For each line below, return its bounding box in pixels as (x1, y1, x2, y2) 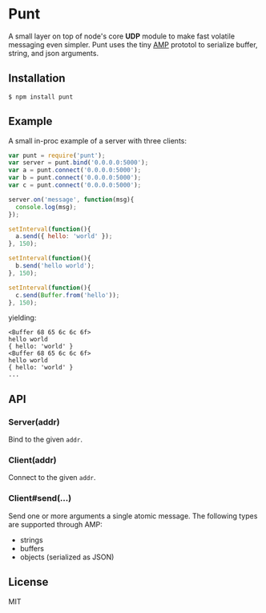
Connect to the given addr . (8, 473, 96, 482)
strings (19, 534, 43, 545)
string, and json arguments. (8, 48, 99, 58)
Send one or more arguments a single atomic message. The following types (8, 510, 258, 521)
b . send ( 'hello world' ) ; (15, 262, 95, 270)
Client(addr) (8, 454, 58, 466)
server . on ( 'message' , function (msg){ (8, 196, 135, 204)
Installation (8, 71, 66, 85)
